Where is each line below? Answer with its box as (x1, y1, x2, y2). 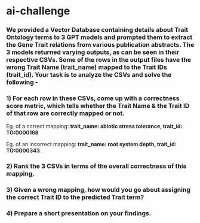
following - (6, 78, 39, 86)
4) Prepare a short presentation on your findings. (6, 209, 152, 218)
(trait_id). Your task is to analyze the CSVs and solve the (6, 71, 172, 79)
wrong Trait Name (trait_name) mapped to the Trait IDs (6, 63, 167, 71)
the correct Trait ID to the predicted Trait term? (6, 193, 144, 201)
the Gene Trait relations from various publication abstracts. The (6, 41, 195, 49)
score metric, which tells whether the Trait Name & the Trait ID (6, 102, 190, 110)
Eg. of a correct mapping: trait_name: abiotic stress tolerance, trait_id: (6, 123, 183, 130)
